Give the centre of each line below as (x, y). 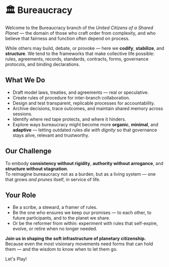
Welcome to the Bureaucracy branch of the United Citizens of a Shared (79, 28)
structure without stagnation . (37, 169)
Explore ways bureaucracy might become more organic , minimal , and (86, 124)
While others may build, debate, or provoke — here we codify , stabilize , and (85, 48)
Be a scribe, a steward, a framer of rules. (55, 207)
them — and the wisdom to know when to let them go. (61, 249)
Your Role (21, 195)
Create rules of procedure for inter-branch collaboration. (71, 97)
